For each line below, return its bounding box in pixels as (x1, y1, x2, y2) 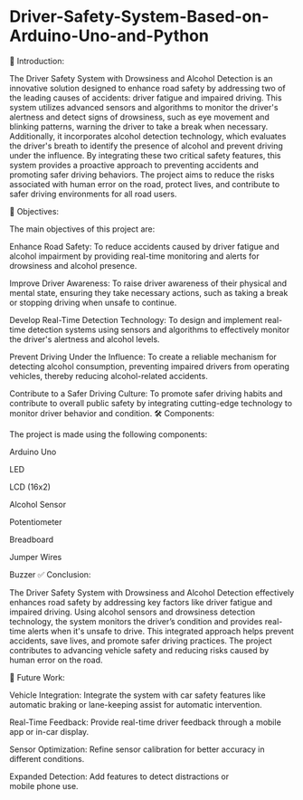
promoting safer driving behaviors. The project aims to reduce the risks (9, 169, 275, 180)
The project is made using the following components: (9, 428, 208, 440)
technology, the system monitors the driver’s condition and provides (9, 615, 263, 626)
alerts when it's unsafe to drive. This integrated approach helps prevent (27, 625, 294, 636)
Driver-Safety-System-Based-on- (9, 6, 270, 27)
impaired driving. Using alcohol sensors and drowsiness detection (9, 606, 256, 617)
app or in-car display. (9, 726, 90, 737)
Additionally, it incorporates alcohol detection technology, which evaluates (9, 130, 287, 141)
